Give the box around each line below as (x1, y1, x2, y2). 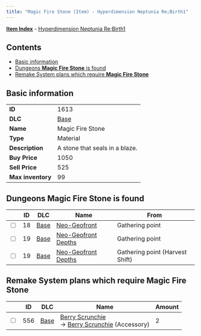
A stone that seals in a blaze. (57, 144, 138, 152)
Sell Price (9, 164, 37, 172)
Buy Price (9, 153, 38, 162)
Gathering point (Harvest (117, 248, 187, 257)
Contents (6, 42, 42, 53)
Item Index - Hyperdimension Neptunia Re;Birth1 (6, 25, 126, 32)
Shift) (117, 255, 133, 264)
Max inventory (9, 173, 52, 181)
